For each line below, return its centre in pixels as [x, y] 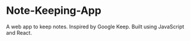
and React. [19, 32]
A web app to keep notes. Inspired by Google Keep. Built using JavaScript [95, 27]
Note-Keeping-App [54, 11]
